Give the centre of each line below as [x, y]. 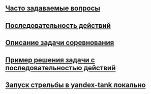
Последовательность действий [58, 26]
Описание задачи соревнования [60, 43]
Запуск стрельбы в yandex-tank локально [75, 85]
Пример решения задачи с [50, 60]
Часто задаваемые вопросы [53, 8]
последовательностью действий [61, 68]
